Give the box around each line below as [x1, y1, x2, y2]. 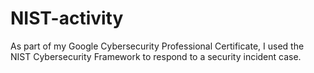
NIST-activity [10, 7, 124, 30]
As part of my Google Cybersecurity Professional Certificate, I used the [10, 40, 305, 52]
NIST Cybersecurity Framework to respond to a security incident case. [10, 50, 302, 62]
